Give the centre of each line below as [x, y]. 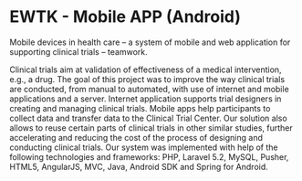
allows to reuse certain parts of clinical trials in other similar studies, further [151, 128]
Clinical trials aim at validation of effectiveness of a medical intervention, [146, 69]
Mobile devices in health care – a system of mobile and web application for [150, 42]
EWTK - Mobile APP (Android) [125, 17]
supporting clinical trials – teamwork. [78, 51]
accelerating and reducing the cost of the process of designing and [136, 137]
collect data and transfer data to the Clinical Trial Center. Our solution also [148, 118]
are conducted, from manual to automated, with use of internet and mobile [149, 89]
